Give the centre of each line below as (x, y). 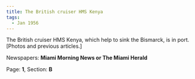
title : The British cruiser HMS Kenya (55, 12)
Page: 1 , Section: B (29, 69)
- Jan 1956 (25, 23)
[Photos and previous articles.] (44, 46)
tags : (13, 17)
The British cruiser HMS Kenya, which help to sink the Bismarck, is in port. (98, 40)
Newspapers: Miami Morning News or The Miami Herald (77, 58)
